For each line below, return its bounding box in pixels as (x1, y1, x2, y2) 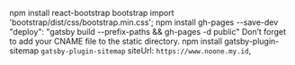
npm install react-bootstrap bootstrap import (9, 8, 174, 18)
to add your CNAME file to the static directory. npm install (9, 36, 223, 46)
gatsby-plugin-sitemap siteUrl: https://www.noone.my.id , (40, 45, 252, 56)
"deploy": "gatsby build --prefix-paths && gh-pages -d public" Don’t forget (9, 27, 286, 37)
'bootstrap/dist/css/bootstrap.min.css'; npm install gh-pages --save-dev (9, 17, 279, 28)
